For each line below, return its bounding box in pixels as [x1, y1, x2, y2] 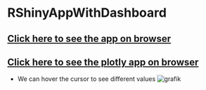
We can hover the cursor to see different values [17, 75, 156, 83]
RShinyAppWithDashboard [7, 5, 167, 21]
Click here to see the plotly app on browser [7, 56, 199, 68]
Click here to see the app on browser [7, 33, 172, 45]
